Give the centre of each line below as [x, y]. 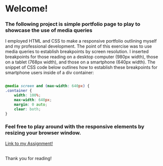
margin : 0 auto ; [31, 105]
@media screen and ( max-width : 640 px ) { [48, 86]
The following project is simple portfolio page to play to [73, 24]
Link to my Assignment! [29, 143]
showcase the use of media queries [49, 30]
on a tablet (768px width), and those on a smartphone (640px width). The [80, 62]
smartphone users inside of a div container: [50, 73]
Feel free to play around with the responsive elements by [75, 126]
